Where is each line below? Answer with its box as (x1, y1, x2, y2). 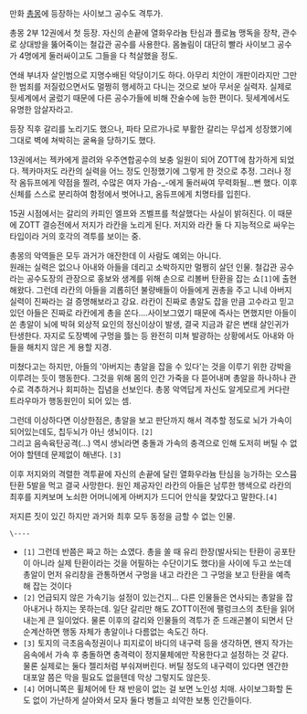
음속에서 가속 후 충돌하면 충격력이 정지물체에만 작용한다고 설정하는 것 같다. (22, 649, 290, 660)
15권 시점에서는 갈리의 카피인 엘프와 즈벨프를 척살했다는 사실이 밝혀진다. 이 (9, 208, 276, 218)
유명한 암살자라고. (9, 104, 74, 114)
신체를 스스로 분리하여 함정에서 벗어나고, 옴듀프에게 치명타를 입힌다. (9, 188, 251, 199)
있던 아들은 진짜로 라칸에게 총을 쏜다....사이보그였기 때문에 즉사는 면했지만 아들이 (9, 307, 297, 318)
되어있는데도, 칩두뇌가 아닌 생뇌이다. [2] (9, 426, 153, 437)
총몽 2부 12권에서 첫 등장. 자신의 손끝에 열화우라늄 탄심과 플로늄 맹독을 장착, (9, 27, 281, 38)
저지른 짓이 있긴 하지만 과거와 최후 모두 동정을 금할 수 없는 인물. (9, 511, 236, 521)
